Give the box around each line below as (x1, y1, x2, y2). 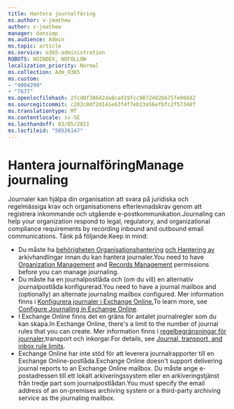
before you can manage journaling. (17, 268, 119, 276)
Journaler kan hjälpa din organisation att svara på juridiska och (8, 195, 189, 203)
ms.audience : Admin (8, 36, 65, 43)
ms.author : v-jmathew (8, 17, 71, 24)
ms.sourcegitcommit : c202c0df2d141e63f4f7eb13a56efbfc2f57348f (8, 101, 196, 108)
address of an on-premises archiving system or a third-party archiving (17, 387, 221, 395)
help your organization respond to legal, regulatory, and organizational (8, 217, 210, 225)
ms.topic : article (8, 43, 61, 50)
